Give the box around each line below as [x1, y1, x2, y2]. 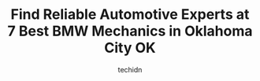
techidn [117, 64, 143, 74]
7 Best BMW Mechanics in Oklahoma [7, 22, 253, 40]
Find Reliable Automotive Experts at [10, 6, 250, 24]
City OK [103, 39, 157, 57]
